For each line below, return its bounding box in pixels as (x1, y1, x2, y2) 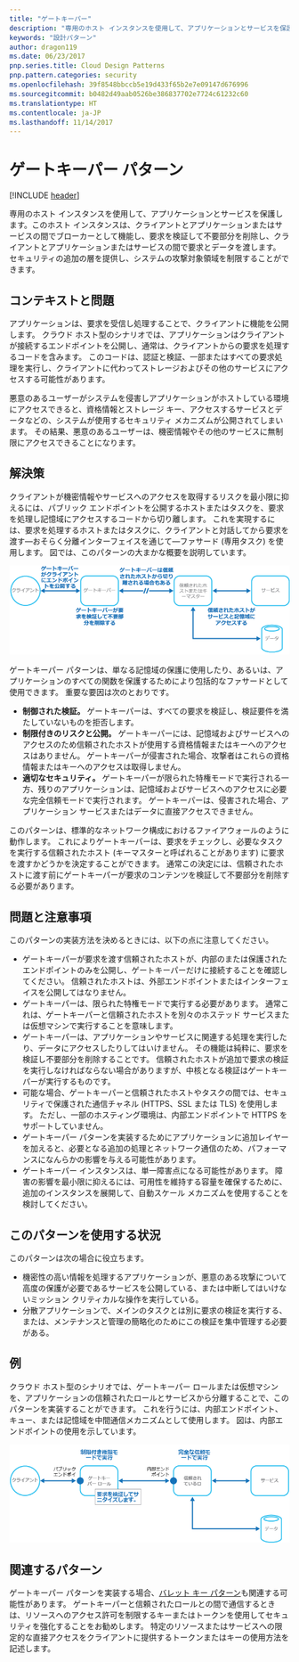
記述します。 (9, 1643, 56, 1654)
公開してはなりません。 (45, 987, 132, 998)
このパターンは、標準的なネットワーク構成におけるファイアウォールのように (9, 825, 290, 836)
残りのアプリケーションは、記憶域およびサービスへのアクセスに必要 (37, 784, 287, 795)
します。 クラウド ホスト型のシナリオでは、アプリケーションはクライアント (9, 330, 286, 340)
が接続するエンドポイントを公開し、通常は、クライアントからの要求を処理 (9, 340, 282, 351)
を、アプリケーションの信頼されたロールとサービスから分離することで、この (9, 1392, 289, 1403)
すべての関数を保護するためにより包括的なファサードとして (70, 675, 289, 686)
